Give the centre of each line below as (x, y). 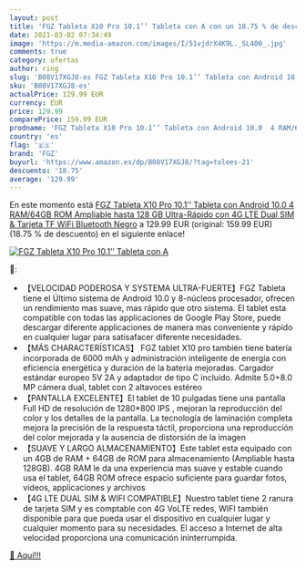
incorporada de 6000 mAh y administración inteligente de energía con (154, 358)
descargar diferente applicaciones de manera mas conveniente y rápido (158, 327)
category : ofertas (44, 60)
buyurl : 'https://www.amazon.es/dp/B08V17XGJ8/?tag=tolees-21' (132, 162)
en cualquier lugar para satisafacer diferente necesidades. (132, 337)
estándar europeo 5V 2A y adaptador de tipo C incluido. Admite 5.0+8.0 (158, 378)
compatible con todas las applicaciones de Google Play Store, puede (152, 318)
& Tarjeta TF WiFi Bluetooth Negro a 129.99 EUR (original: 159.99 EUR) (141, 224)
